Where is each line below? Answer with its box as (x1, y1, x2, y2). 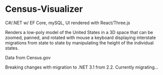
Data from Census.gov (5, 54, 51, 60)
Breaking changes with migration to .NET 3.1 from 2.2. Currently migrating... (5, 64, 159, 70)
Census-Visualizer (5, 3, 83, 15)
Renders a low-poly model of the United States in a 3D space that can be (5, 29, 154, 35)
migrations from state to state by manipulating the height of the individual (5, 39, 154, 45)
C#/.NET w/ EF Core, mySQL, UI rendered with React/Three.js (5, 20, 130, 26)
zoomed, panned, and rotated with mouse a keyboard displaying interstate (5, 35, 156, 40)
